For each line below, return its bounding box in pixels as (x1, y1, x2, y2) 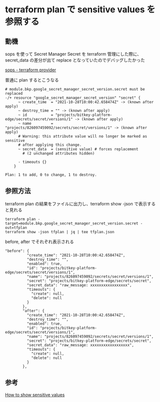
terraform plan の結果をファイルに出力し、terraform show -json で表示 (5, 201, 147, 206)
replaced (5, 91, 23, 96)
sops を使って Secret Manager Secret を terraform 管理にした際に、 (5, 51, 141, 57)
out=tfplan (5, 225, 27, 230)
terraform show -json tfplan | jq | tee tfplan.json (5, 229, 115, 234)
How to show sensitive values (5, 392, 65, 398)
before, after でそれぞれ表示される (5, 239, 74, 245)
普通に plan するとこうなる (5, 77, 59, 83)
